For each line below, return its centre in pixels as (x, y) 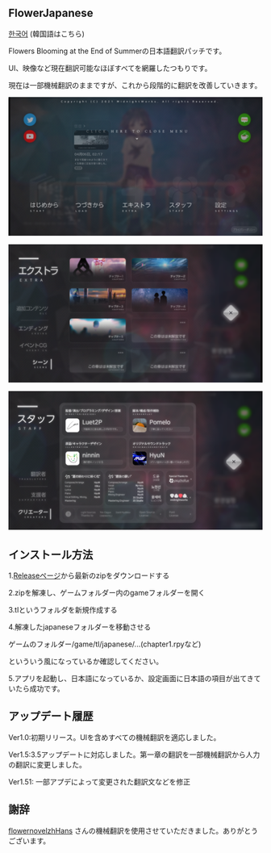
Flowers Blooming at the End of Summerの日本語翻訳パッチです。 (117, 51)
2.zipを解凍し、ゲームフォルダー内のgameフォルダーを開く (107, 593)
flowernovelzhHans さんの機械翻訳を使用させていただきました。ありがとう (133, 830)
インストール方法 (51, 555)
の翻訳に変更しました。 (47, 764)
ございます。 (29, 840)
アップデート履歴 (51, 716)
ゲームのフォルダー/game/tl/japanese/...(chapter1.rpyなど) (105, 644)
